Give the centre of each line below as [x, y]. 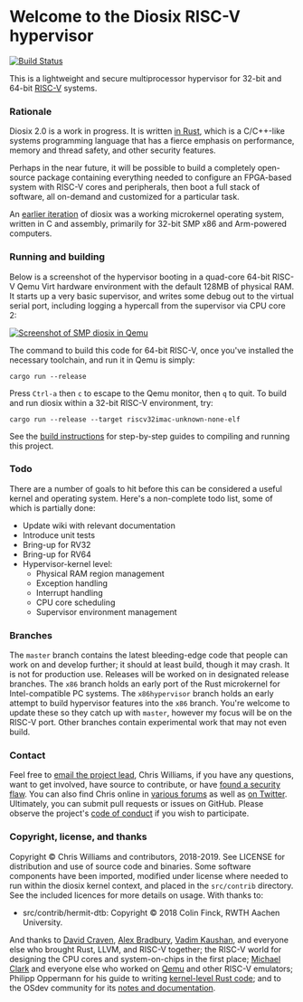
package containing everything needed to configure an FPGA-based [165, 177]
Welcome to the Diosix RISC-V [125, 17]
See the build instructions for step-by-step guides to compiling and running [150, 436]
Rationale [31, 111]
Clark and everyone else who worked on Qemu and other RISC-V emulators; [151, 969]
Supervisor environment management [107, 611]
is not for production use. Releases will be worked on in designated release [149, 675]
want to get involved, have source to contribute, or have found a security [145, 785]
